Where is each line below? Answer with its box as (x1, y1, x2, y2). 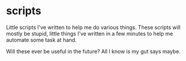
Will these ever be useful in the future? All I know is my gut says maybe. (6, 47, 181, 54)
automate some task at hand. (6, 36, 77, 43)
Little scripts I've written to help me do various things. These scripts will (6, 24, 181, 31)
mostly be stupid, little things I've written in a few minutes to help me (6, 30, 173, 37)
